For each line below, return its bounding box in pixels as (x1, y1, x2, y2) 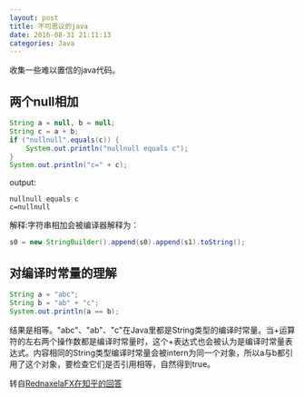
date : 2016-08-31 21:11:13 (9, 30, 112, 39)
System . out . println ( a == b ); (9, 306, 120, 316)
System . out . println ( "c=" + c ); (9, 161, 128, 170)
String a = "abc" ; (9, 290, 79, 299)
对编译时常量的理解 (9, 265, 117, 281)
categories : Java (9, 38, 75, 48)
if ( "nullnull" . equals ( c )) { (9, 135, 120, 144)
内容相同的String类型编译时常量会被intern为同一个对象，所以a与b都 (33, 347, 286, 358)
